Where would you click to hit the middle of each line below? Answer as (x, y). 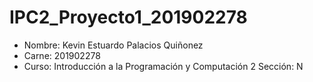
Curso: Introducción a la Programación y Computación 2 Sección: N (163, 66)
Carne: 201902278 (62, 55)
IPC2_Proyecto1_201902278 (128, 17)
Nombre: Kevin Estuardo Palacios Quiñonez (113, 45)
